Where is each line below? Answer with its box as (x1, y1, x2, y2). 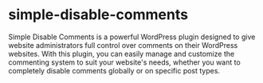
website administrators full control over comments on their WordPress (8, 40, 238, 49)
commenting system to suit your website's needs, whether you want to (8, 57, 241, 67)
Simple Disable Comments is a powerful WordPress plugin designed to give (8, 32, 256, 41)
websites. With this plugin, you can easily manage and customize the (8, 49, 235, 58)
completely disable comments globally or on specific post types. (8, 65, 221, 75)
